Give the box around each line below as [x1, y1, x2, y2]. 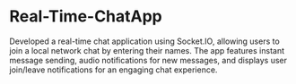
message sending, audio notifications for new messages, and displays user [9, 55, 288, 65]
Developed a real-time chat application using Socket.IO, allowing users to [9, 36, 280, 46]
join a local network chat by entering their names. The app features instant [9, 45, 285, 55]
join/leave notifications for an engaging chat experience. [9, 64, 218, 75]
